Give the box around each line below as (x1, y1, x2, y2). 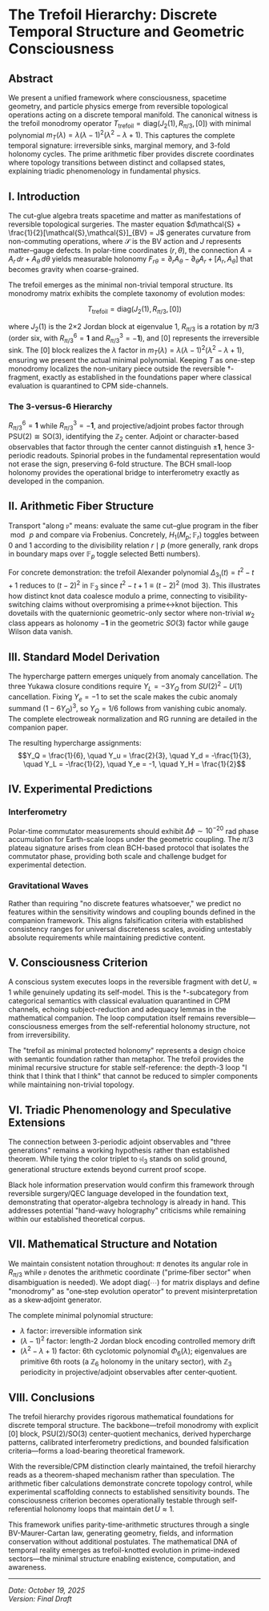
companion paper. (8, 722, 69, 732)
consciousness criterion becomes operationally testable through (8, 1495, 221, 1506)
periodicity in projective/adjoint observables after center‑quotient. (19, 1367, 238, 1377)
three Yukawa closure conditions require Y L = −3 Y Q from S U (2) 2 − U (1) (8, 680, 243, 693)
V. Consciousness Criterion (8, 955, 148, 969)
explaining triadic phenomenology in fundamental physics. (8, 166, 202, 176)
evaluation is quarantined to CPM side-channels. (8, 381, 169, 391)
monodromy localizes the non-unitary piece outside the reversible (8, 364, 226, 374)
